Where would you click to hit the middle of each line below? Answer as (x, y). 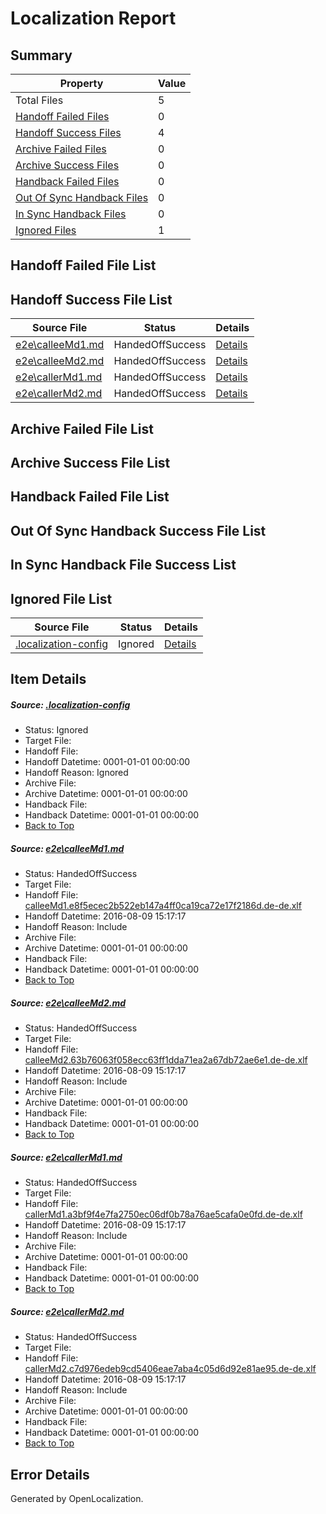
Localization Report (93, 18)
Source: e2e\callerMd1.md (66, 1157)
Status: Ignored (56, 730)
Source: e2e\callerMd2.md (67, 1311)
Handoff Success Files (68, 132)
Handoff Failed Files (62, 116)
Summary (41, 55)
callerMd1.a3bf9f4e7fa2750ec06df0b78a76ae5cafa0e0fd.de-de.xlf (163, 1214)
